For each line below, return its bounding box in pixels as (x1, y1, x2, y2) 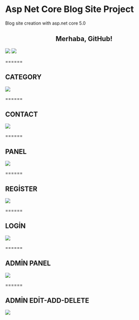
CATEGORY (5, 73, 42, 81)
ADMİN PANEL (5, 259, 51, 268)
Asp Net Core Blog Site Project (5, 4, 134, 15)
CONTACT (5, 110, 38, 118)
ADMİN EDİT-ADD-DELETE (5, 296, 89, 305)
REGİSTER (5, 185, 37, 193)
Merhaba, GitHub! (55, 35, 112, 43)
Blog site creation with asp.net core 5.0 (5, 20, 86, 26)
